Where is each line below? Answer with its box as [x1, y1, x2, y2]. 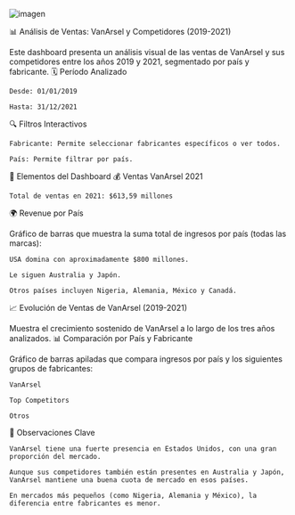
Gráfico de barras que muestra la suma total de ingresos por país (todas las [9, 228, 287, 239]
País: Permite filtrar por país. [9, 155, 134, 164]
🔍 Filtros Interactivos [9, 119, 87, 129]
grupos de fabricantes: [9, 364, 94, 373]
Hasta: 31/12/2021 [9, 102, 78, 111]
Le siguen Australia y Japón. [9, 271, 122, 280]
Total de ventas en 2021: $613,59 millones [9, 192, 174, 200]
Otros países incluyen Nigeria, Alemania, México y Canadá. [9, 286, 238, 295]
